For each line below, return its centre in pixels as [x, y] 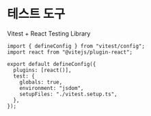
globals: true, [41, 82]
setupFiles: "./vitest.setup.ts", [68, 94]
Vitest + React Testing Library [49, 33]
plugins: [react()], [42, 70]
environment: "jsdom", [52, 88]
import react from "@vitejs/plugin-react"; [70, 52]
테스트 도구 [36, 14]
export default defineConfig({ [52, 64]
